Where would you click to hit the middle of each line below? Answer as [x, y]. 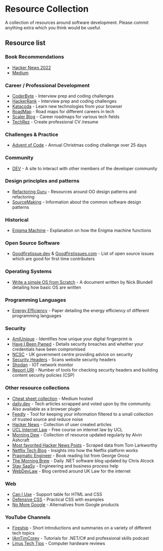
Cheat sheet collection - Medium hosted [53, 398]
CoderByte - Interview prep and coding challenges [63, 96]
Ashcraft [21, 440]
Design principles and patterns [42, 181]
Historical [17, 219]
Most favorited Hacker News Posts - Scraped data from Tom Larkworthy [85, 445]
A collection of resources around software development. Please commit [77, 22]
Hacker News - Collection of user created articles [62, 424]
